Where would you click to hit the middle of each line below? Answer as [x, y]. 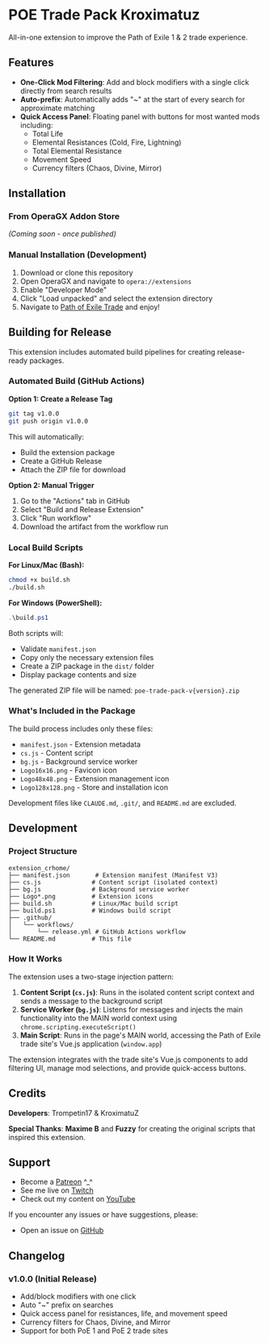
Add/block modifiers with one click [78, 1297]
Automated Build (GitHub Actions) [77, 381]
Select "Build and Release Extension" [82, 509]
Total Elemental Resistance [77, 150]
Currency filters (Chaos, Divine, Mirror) [97, 168]
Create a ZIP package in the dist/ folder [87, 666]
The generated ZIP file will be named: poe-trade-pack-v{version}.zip [124, 690]
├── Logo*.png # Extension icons [81, 896]
